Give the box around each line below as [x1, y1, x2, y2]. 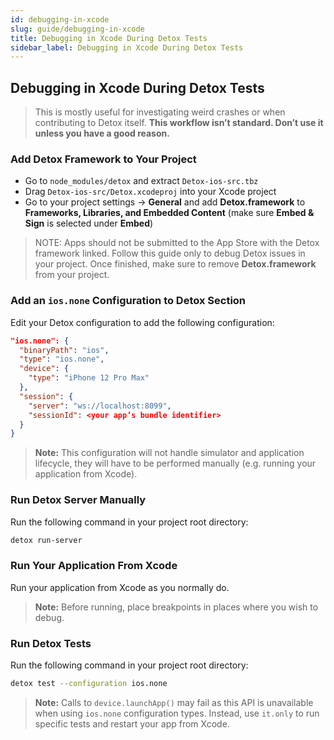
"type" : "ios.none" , [19, 354, 105, 365]
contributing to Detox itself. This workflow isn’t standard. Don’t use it [34, 117, 324, 129]
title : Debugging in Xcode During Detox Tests [10, 33, 208, 43]
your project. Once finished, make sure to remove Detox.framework [34, 258, 317, 270]
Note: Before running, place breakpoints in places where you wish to [34, 601, 319, 613]
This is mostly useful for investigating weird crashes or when [34, 106, 286, 118]
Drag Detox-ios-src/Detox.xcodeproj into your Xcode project [24, 186, 277, 198]
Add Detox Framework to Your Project [10, 152, 197, 166]
